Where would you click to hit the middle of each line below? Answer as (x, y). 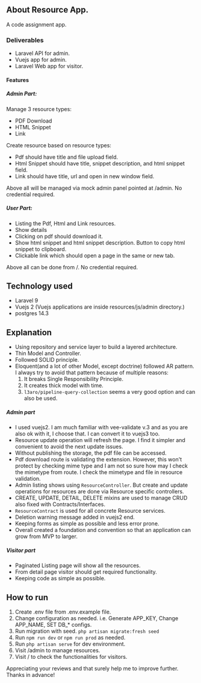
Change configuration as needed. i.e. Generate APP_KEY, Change (97, 618)
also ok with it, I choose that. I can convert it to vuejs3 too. (87, 434)
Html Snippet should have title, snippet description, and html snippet (100, 163)
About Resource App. (48, 10)
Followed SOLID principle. (47, 360)
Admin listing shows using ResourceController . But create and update (101, 485)
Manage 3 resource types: (39, 109)
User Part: (19, 208)
